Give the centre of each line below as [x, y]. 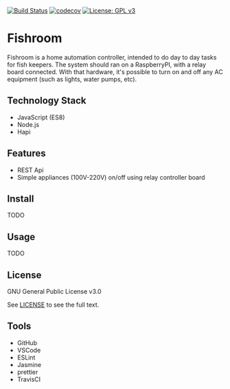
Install [21, 199]
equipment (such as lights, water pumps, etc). [72, 79]
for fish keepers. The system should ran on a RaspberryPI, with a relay [107, 64]
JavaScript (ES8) [41, 117]
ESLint [26, 357]
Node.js [28, 124]
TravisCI [29, 379]
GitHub [27, 342]
